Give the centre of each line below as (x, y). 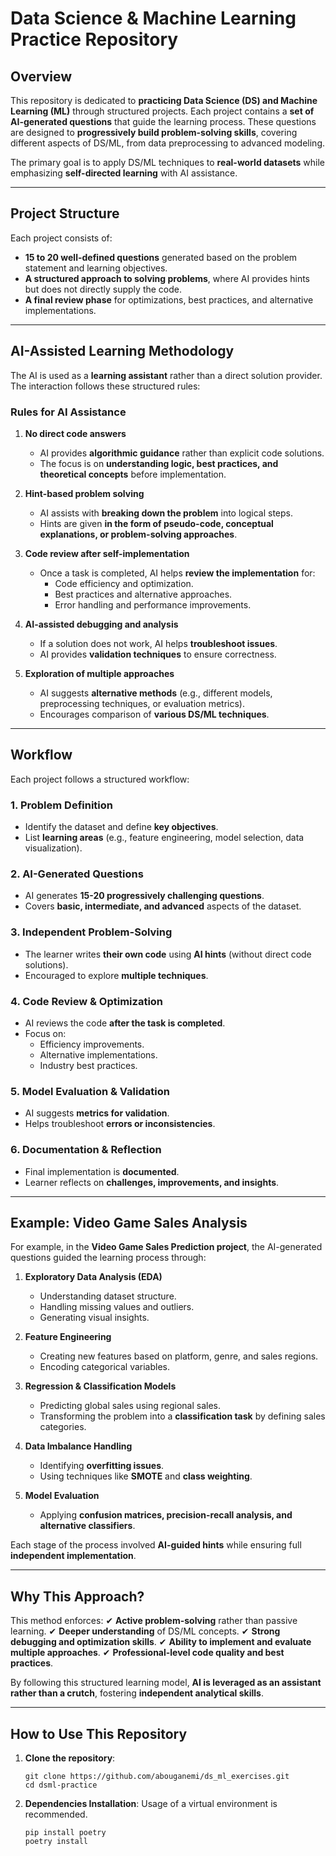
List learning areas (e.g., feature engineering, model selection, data (164, 838)
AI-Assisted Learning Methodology (122, 351)
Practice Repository (94, 39)
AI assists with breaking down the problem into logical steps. (166, 513)
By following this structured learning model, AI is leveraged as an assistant (166, 1683)
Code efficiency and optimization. (124, 583)
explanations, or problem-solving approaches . (138, 534)
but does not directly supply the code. (103, 289)
